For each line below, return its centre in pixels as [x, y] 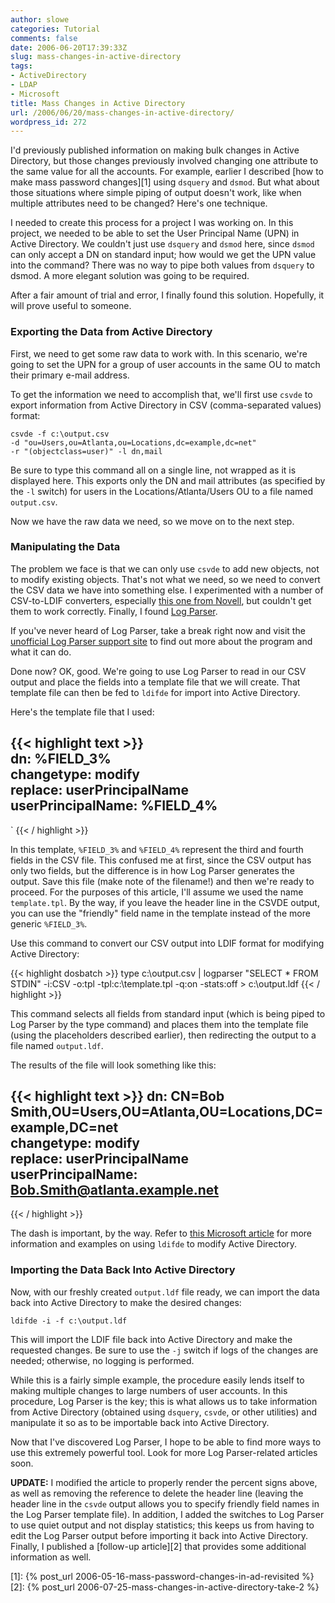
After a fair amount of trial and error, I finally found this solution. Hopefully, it [167, 295]
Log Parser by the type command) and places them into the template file [159, 1024]
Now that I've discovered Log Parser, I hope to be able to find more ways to [166, 1442]
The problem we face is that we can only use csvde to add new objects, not [165, 568]
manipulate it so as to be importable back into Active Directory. [140, 1422]
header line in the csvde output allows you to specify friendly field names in [165, 1503]
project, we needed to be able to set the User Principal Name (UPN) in [155, 233]
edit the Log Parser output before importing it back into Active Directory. [159, 1535]
